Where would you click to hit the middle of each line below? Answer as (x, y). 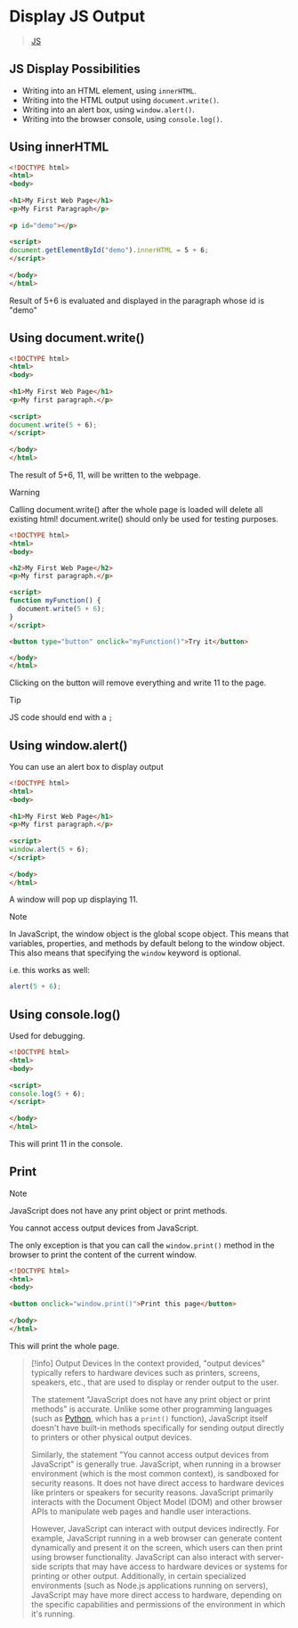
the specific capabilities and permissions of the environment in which (158, 1604)
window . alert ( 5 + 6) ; (49, 850)
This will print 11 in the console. (66, 1143)
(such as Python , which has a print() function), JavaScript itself (149, 1418)
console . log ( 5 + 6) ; (48, 1093)
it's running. (53, 1614)
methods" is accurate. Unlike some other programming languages (152, 1409)
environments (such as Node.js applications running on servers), (149, 1585)
